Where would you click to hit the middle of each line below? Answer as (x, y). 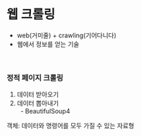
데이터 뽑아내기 (38, 104)
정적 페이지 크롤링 (35, 78)
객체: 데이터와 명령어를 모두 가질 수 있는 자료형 (70, 126)
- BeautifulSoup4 (45, 111)
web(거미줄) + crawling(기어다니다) (67, 35)
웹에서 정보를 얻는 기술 (48, 44)
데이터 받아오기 (38, 94)
